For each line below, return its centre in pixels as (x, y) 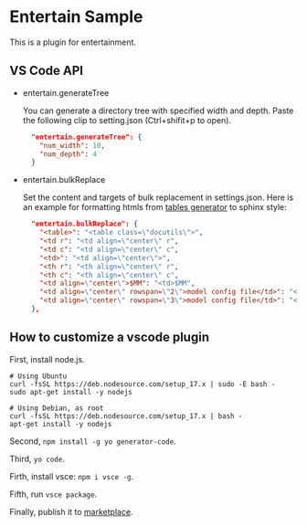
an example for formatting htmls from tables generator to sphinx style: (155, 207)
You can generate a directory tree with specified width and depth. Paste (158, 110)
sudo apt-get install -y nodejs (71, 392)
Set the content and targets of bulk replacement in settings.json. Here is (158, 197)
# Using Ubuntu (38, 376)
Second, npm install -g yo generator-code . (93, 441)
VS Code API (47, 71)
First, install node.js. (47, 359)
